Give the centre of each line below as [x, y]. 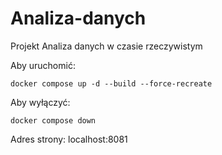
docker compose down [53, 120]
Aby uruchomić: [43, 65]
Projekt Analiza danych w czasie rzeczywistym [106, 46]
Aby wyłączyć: [40, 102]
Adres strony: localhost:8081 [69, 139]
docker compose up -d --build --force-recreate [111, 83]
